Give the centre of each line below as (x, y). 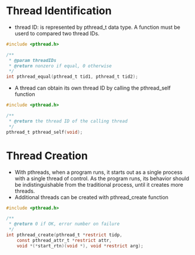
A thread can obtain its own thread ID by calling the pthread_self (92, 88)
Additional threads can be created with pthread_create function (92, 197)
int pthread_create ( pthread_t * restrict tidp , (64, 235)
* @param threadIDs (33, 60)
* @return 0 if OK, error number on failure (64, 224)
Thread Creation (47, 156)
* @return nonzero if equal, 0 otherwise (60, 66)
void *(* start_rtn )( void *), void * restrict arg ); (80, 246)
